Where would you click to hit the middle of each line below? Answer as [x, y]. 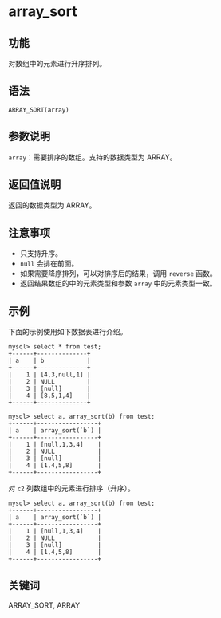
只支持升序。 [41, 254]
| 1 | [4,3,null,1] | [49, 375]
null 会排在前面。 [49, 264]
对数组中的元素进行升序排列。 [57, 63]
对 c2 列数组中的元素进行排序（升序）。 [72, 488]
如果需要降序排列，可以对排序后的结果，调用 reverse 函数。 [118, 274]
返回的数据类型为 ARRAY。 [52, 205]
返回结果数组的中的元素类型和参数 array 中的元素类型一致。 [118, 283]
